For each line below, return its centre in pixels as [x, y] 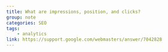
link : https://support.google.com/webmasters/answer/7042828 [84, 39]
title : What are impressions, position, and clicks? [73, 12]
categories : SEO [26, 23]
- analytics [32, 34]
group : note [21, 17]
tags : [13, 28]
